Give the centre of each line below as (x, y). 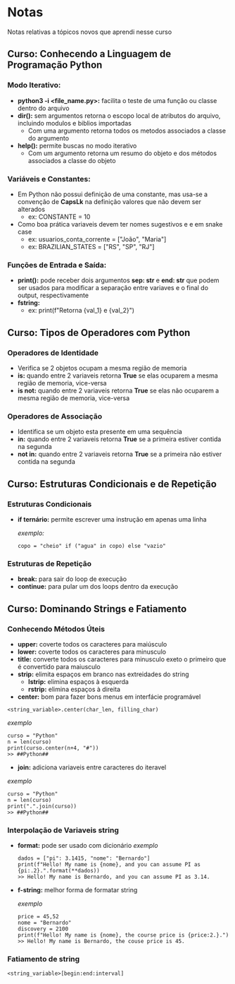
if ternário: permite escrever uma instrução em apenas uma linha (112, 519)
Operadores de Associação (55, 416)
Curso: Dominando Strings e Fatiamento (97, 609)
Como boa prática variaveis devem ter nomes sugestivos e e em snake (120, 224)
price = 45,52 (38, 917)
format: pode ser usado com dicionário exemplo (88, 846)
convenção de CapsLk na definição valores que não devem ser (109, 201)
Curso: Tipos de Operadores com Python (99, 332)
